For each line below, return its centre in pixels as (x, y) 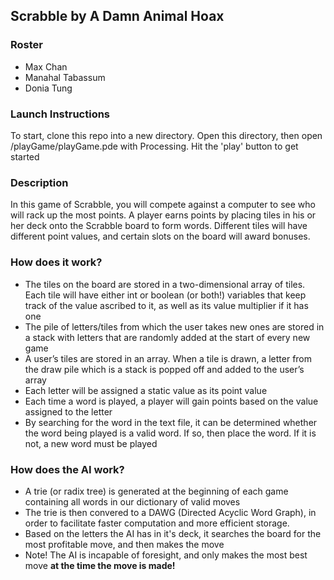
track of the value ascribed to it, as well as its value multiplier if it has (166, 305)
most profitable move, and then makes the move (124, 544)
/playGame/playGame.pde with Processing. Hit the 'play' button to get (154, 146)
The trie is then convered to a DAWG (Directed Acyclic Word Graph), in (170, 512)
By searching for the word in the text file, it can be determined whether (171, 422)
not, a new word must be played (91, 443)
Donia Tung (48, 88)
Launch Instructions (60, 114)
